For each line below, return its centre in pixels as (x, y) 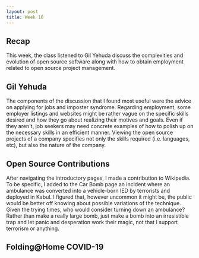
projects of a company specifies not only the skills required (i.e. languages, (98, 139)
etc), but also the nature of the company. (56, 145)
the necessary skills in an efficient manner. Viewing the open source (90, 133)
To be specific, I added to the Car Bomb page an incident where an (88, 184)
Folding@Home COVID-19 (55, 247)
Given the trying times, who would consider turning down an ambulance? (96, 209)
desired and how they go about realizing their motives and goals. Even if (94, 120)
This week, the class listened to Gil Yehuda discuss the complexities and (95, 55)
